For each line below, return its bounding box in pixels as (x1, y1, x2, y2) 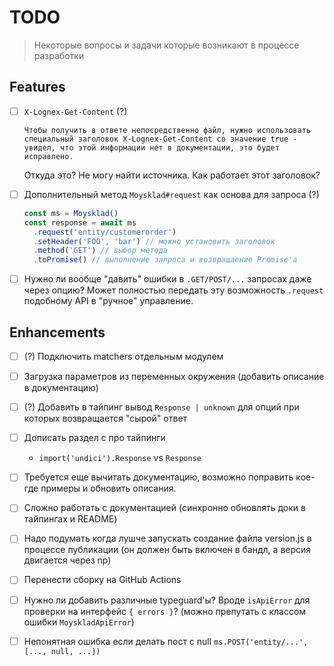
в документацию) (23, 382, 99, 394)
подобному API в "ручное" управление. (23, 295, 194, 307)
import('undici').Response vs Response (38, 452, 202, 464)
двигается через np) (23, 554, 112, 566)
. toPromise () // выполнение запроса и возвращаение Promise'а (33, 255, 298, 265)
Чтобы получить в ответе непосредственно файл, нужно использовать (23, 125, 311, 135)
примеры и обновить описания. (40, 482, 177, 495)
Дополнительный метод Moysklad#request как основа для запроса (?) (23, 188, 320, 200)
